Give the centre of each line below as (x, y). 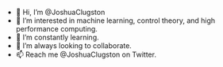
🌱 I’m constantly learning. (57, 37)
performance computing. (56, 29)
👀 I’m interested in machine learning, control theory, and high (115, 20)
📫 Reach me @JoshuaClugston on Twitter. (86, 54)
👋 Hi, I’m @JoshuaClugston (60, 12)
